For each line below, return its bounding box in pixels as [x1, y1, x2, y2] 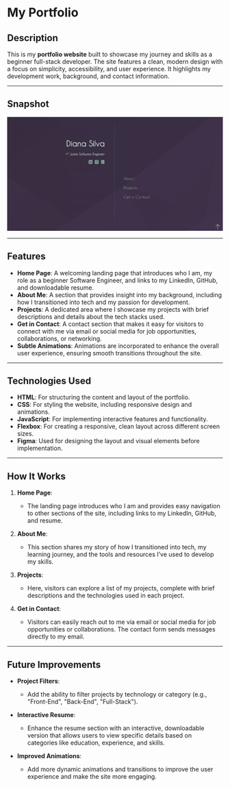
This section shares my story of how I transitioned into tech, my [27, 543, 207, 551]
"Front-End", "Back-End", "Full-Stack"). [27, 697, 138, 706]
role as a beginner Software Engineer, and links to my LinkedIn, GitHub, [16, 276, 218, 284]
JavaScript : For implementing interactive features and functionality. [16, 415, 208, 423]
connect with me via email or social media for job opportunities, [16, 327, 196, 335]
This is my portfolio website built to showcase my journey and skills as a [7, 50, 213, 58]
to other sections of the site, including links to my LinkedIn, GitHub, [27, 509, 217, 518]
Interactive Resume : [16, 711, 76, 719]
